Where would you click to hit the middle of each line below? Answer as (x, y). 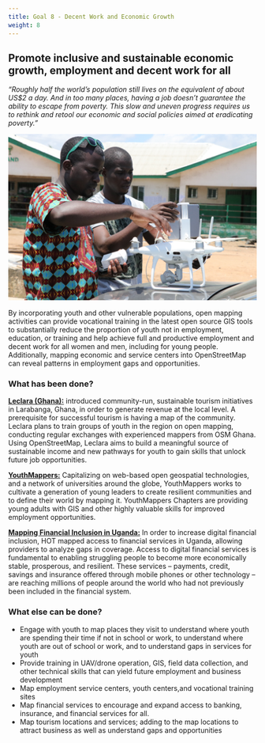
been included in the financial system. (70, 591)
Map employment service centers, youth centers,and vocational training (136, 688)
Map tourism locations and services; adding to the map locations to (129, 722)
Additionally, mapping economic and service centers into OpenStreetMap (127, 354)
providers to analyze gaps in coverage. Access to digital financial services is (132, 549)
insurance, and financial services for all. (84, 713)
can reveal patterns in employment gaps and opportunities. (104, 363)
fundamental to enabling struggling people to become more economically (127, 558)
